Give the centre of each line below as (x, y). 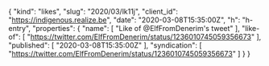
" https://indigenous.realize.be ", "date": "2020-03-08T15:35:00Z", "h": (124, 20)
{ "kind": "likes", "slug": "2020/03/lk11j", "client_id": (93, 12)
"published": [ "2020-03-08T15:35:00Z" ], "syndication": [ (106, 45)
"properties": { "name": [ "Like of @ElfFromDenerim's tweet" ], (136, 28)
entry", (19, 28)
